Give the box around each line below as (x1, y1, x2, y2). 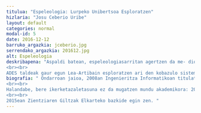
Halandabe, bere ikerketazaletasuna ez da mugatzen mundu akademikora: (6, 87, 188, 93)
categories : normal (6, 25, 55, 32)
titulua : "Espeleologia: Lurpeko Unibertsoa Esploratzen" (6, 8, 154, 15)
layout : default (6, 20, 47, 26)
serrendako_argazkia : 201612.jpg (6, 48, 90, 54)
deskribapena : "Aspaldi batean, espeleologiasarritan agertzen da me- (6, 59, 186, 65)
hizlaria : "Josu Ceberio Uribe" (6, 14, 87, 20)
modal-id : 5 (6, 31, 36, 37)
